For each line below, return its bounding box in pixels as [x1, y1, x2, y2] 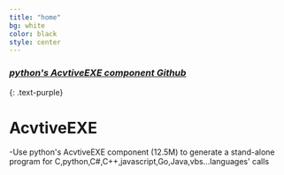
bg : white [9, 21, 46, 30]
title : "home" [9, 12, 62, 22]
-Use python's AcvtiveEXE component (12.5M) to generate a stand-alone [9, 147, 275, 157]
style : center [9, 37, 62, 47]
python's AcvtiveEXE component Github [9, 67, 187, 80]
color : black [9, 29, 58, 38]
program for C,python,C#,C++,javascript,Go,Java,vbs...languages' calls [9, 156, 270, 167]
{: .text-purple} [9, 87, 64, 97]
